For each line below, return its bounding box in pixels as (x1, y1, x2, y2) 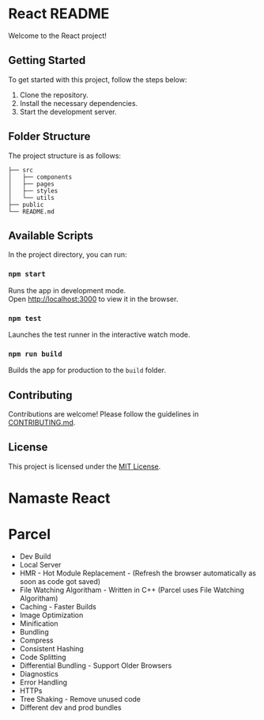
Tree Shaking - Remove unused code (19, 695, 141, 704)
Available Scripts (8, 228, 93, 242)
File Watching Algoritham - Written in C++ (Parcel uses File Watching (19, 586, 245, 595)
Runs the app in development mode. (8, 285, 126, 295)
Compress (19, 635, 54, 645)
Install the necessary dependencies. (19, 98, 138, 107)
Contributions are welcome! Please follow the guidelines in (8, 409, 199, 419)
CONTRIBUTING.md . (8, 418, 76, 428)
